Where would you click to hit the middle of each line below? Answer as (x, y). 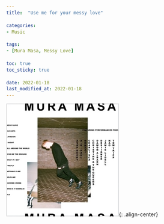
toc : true (19, 63)
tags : (13, 45)
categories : (21, 25)
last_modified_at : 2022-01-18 (44, 89)
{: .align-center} (139, 214)
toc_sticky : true (28, 70)
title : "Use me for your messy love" (55, 13)
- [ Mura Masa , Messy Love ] (40, 51)
